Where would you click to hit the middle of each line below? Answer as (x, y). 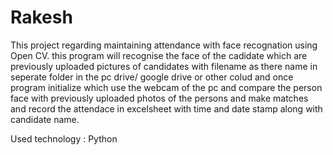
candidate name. (45, 119)
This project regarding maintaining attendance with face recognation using (164, 45)
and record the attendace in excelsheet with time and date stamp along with (166, 108)
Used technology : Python (64, 138)
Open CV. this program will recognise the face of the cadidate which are (159, 55)
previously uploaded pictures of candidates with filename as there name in (164, 66)
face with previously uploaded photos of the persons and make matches (159, 98)
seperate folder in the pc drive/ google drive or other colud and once (152, 77)
